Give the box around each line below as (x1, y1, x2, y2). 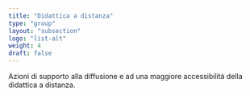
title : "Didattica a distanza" (8, 11, 114, 20)
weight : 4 (8, 42, 42, 50)
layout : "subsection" (8, 27, 81, 35)
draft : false (8, 49, 52, 57)
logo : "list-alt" (8, 34, 67, 43)
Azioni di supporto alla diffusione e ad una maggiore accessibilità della (8, 72, 243, 81)
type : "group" (8, 19, 56, 27)
